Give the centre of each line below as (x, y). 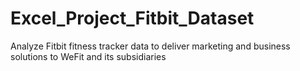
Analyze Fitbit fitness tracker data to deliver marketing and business (150, 46)
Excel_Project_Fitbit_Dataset (132, 18)
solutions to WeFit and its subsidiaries (88, 56)
